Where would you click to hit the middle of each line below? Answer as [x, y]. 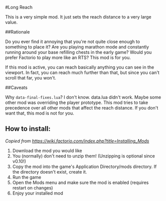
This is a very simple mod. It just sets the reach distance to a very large [78, 17]
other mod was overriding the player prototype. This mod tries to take [77, 102]
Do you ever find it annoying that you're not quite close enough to [73, 41]
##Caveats [16, 87]
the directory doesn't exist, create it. [50, 171]
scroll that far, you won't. [31, 78]
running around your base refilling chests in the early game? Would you [79, 52]
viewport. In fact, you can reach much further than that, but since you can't [82, 72]
